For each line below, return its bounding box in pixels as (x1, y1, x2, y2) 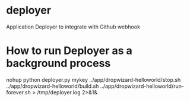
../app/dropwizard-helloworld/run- (100, 82, 184, 90)
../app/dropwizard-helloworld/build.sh (6, 82, 99, 90)
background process (6, 57, 111, 70)
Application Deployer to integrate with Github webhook (6, 23, 141, 30)
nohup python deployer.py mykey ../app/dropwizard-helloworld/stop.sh (6, 76, 181, 83)
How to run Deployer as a (6, 44, 132, 58)
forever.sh (6, 88, 31, 95)
